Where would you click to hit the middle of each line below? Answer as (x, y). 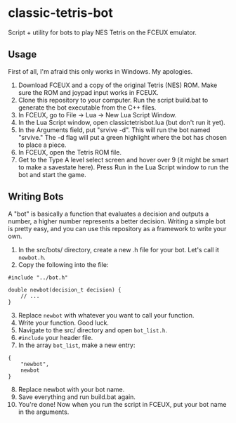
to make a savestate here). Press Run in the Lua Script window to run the (123, 167)
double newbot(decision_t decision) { (65, 289)
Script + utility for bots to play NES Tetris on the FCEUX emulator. (103, 32)
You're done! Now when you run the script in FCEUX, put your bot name (122, 404)
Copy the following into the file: (63, 264)
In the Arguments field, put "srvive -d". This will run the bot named (114, 130)
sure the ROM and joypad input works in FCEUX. (88, 92)
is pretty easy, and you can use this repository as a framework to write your (117, 228)
